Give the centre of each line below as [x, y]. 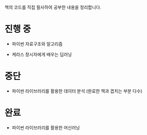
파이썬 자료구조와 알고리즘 [37, 44]
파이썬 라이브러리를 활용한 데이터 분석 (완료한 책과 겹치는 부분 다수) [77, 91]
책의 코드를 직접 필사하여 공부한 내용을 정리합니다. [53, 7]
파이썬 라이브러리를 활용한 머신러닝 [46, 128]
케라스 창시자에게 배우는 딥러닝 [42, 54]
